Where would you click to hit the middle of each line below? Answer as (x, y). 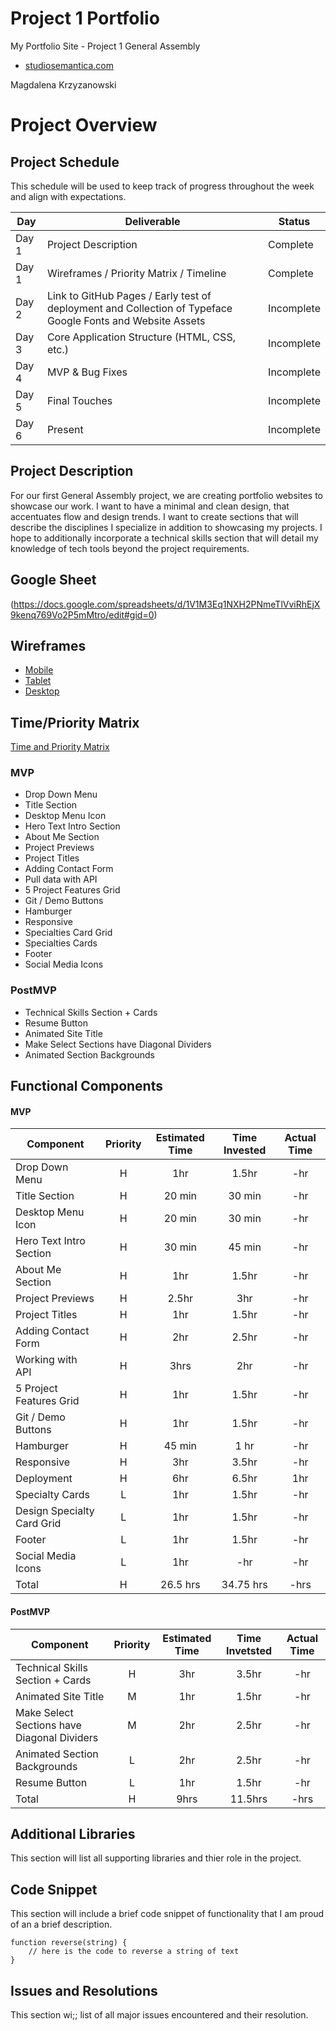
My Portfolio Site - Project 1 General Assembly (105, 46)
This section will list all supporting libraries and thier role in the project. (156, 1858)
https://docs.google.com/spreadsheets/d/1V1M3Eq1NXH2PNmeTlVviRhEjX (167, 604)
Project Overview (84, 125)
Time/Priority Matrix (75, 722)
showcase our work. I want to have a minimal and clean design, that (150, 506)
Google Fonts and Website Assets (126, 320)
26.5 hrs (180, 1585)
